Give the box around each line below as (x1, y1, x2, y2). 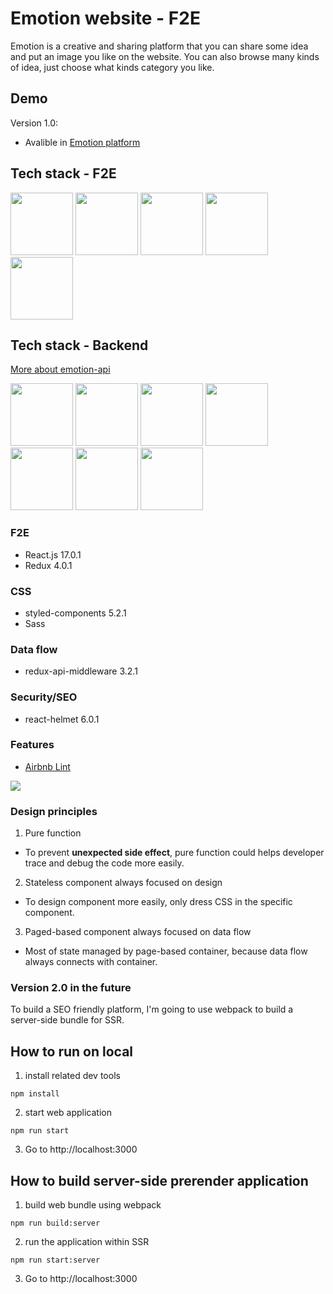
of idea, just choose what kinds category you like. (10, 61, 215, 73)
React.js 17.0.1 (24, 548, 82, 561)
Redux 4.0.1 (24, 559, 73, 571)
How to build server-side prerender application (10, 1172, 309, 1189)
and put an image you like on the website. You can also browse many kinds (10, 50, 320, 62)
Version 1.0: (10, 117, 59, 129)
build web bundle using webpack (24, 1199, 162, 1211)
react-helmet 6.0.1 (24, 713, 100, 725)
